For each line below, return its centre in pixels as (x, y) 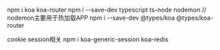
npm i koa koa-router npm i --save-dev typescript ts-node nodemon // (107, 10)
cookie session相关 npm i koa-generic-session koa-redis (88, 39)
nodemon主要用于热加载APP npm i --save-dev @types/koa (91, 18)
